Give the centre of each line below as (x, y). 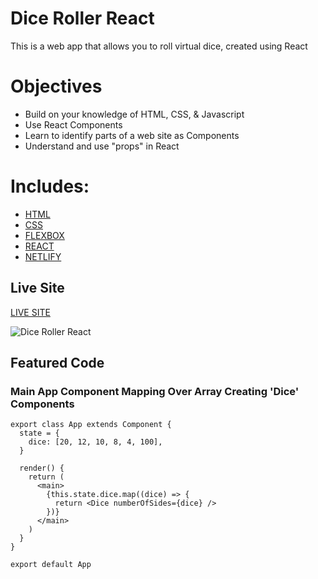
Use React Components (73, 124)
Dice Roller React (82, 18)
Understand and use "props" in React (102, 146)
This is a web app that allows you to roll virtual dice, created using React (159, 46)
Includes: (50, 186)
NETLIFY (43, 256)
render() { (42, 468)
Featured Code (57, 363)
